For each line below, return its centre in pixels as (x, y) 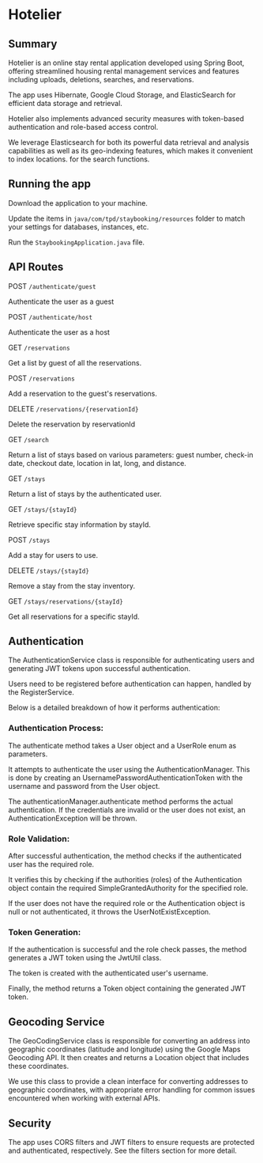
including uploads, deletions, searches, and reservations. (101, 80)
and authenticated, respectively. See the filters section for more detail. (122, 1150)
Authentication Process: (56, 728)
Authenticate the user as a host (59, 332)
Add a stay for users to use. (53, 555)
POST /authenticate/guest (52, 286)
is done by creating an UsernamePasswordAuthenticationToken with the (126, 778)
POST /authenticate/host (51, 316)
